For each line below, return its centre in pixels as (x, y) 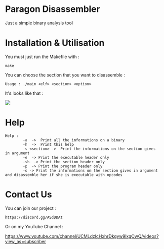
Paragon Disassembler (53, 9)
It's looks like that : (24, 93)
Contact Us (29, 194)
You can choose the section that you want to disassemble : (65, 75)
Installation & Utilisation (55, 43)
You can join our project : (31, 208)
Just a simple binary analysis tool (39, 23)
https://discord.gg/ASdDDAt (34, 217)
